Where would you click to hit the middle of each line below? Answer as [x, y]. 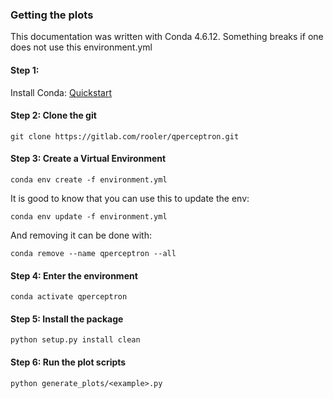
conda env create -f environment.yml [89, 179]
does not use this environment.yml [81, 47]
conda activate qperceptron [69, 297]
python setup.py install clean [75, 340]
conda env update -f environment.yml [89, 216]
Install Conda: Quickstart [61, 92]
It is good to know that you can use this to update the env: [130, 198]
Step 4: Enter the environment [74, 275]
